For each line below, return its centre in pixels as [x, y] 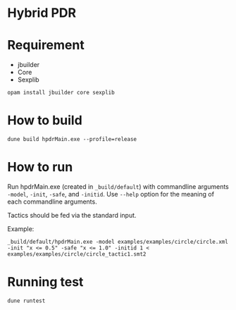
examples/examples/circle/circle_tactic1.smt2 [77, 254]
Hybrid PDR [42, 13]
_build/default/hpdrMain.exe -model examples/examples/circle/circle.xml [118, 242]
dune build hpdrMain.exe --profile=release [72, 139]
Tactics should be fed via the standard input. [72, 215]
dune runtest [26, 301]
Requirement [46, 45]
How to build [45, 120]
